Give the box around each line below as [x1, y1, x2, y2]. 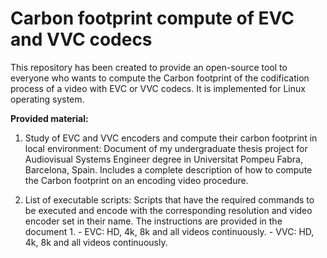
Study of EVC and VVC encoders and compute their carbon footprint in [24, 132, 318, 144]
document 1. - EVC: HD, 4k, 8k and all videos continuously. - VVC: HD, [24, 225, 315, 237]
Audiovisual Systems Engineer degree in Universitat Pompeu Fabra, [24, 153, 303, 165]
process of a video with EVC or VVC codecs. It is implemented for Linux [10, 82, 306, 94]
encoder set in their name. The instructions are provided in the [24, 215, 283, 227]
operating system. [10, 93, 85, 105]
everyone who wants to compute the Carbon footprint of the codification [10, 72, 310, 84]
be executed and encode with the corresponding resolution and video [24, 204, 313, 216]
